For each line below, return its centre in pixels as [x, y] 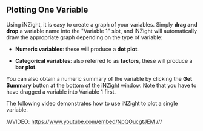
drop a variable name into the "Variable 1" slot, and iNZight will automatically [102, 31]
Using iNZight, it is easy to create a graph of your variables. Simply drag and [102, 24]
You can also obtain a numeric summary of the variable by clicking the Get [99, 78]
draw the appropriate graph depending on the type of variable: [85, 37]
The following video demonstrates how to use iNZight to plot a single [92, 103]
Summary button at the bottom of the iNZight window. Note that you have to [101, 85]
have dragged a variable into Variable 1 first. [61, 91]
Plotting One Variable [47, 10]
